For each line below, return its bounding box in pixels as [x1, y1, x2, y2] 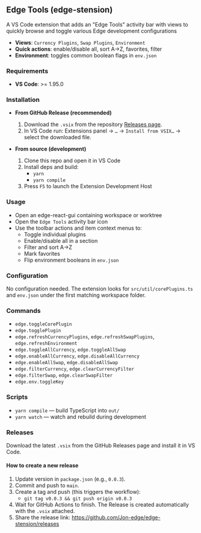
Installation [6, 96, 40, 104]
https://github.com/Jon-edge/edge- [71, 514, 161, 521]
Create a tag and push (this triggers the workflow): [14, 488, 141, 496]
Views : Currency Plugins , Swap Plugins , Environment [14, 39, 146, 46]
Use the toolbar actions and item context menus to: [14, 224, 143, 232]
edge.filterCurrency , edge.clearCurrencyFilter [14, 365, 134, 373]
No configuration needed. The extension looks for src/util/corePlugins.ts [6, 285, 194, 292]
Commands [6, 306, 41, 315]
